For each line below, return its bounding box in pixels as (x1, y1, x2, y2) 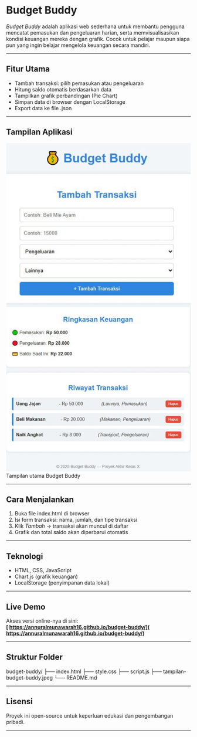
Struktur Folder (6, 652, 63, 663)
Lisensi (6, 697, 33, 707)
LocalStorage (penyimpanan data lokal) (14, 579, 110, 586)
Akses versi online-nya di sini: (6, 617, 79, 624)
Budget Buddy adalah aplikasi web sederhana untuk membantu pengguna (6, 23, 185, 30)
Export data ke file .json (14, 104, 72, 111)
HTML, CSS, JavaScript (14, 567, 72, 574)
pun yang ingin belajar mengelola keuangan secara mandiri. (6, 42, 151, 49)
